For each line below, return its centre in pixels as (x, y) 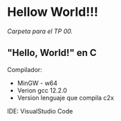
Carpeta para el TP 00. (40, 31)
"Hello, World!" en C (52, 53)
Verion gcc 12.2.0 (42, 90)
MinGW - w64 (37, 83)
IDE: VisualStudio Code (40, 111)
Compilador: (25, 69)
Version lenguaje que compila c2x (65, 97)
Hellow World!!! (53, 12)
